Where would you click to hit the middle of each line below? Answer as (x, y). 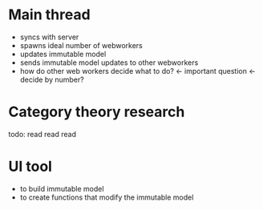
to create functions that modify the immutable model (107, 197)
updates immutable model (63, 54)
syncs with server (49, 37)
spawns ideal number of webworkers (81, 45)
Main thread (49, 15)
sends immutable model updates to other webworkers (109, 63)
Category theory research (97, 112)
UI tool (30, 167)
